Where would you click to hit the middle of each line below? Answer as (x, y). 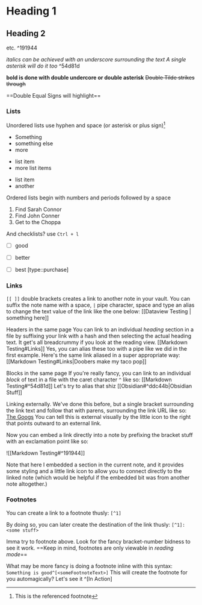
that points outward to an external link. (54, 424)
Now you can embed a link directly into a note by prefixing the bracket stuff (100, 435)
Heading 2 (26, 33)
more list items (33, 168)
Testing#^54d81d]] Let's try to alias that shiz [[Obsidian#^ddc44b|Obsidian (99, 386)
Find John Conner (37, 216)
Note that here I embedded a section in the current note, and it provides (95, 465)
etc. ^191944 (22, 48)
